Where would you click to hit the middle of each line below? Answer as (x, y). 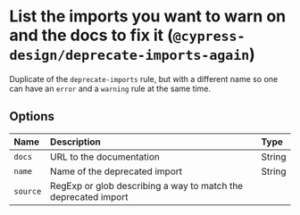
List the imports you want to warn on (148, 17)
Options (32, 116)
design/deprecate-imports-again (129, 56)
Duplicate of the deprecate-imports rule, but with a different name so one (144, 79)
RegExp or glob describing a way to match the (147, 186)
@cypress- (209, 37)
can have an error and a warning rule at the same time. (110, 88)
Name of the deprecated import (117, 171)
